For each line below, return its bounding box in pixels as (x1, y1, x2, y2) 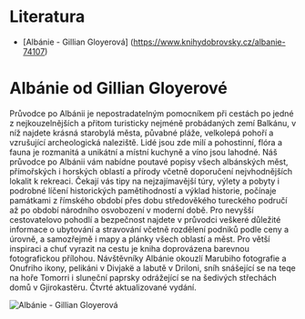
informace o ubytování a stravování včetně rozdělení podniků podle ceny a (9, 224, 290, 234)
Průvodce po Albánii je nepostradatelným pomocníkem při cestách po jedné (9, 107, 294, 119)
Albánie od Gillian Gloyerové (9, 78, 228, 99)
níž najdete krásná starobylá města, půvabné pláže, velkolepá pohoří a (9, 127, 274, 138)
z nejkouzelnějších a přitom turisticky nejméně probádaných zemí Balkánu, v (9, 117, 297, 128)
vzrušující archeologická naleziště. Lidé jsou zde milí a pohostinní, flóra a (9, 136, 283, 147)
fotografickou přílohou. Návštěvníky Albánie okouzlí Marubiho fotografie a (9, 253, 287, 264)
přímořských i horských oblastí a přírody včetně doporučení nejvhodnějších (9, 165, 293, 176)
